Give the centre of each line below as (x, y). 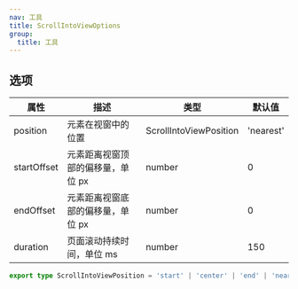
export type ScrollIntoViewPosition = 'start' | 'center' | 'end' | (138, 276)
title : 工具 (38, 42)
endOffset (35, 211)
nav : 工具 (26, 17)
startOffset (36, 168)
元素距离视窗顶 (98, 154)
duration (31, 247)
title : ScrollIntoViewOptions (65, 26)
